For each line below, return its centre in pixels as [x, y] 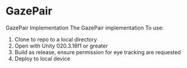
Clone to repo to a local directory [56, 39]
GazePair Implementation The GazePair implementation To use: [85, 28]
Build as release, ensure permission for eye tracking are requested [98, 52]
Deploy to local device [42, 58]
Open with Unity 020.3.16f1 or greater [61, 46]
